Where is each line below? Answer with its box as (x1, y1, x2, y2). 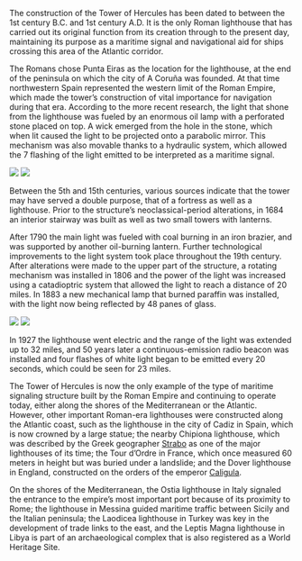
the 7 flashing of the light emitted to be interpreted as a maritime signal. (9, 149, 275, 160)
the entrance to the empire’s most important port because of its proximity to (9, 494, 291, 504)
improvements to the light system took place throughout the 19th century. (9, 251, 282, 261)
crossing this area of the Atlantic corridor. (9, 46, 164, 57)
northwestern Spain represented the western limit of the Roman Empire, (9, 83, 276, 93)
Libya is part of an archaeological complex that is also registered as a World (9, 532, 291, 543)
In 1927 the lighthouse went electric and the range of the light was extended (9, 335, 292, 345)
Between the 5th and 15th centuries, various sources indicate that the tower (9, 185, 290, 196)
